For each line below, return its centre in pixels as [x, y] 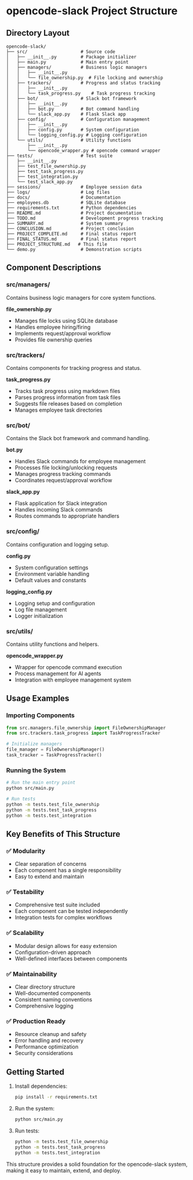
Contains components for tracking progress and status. [74, 368]
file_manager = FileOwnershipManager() [56, 750]
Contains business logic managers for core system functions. [81, 297]
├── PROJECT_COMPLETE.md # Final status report [71, 234]
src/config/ [23, 532]
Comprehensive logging [44, 1006]
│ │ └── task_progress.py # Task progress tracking [81, 93]
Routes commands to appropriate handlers [67, 516]
